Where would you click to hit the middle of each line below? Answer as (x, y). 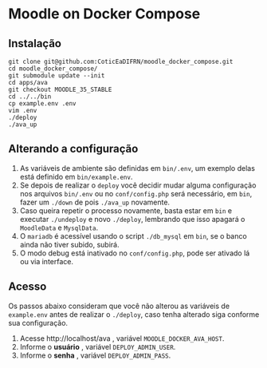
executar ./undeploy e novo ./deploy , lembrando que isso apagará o (132, 219)
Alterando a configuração (73, 149)
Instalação (35, 44)
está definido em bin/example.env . (76, 176)
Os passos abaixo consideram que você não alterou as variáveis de (119, 306)
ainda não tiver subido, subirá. (69, 244)
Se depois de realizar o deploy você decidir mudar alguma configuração (138, 185)
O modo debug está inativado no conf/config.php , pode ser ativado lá (135, 253)
